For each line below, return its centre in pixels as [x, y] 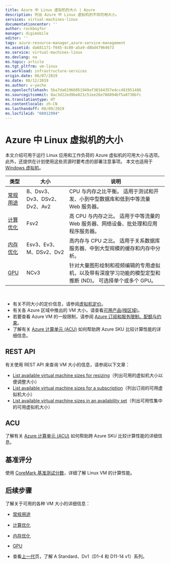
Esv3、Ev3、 [42, 245]
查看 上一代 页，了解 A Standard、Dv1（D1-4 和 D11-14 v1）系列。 [80, 556]
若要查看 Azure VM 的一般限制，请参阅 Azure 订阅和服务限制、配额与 [85, 316]
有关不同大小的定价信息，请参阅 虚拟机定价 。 [59, 304]
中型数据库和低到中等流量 [120, 199]
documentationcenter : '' [31, 24]
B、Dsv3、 [39, 191]
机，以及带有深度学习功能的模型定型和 [115, 273]
